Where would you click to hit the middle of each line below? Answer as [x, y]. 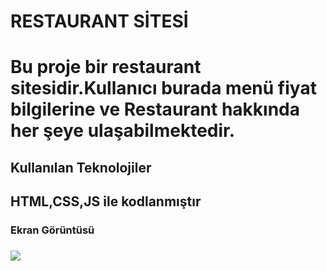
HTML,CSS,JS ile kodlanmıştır [106, 201]
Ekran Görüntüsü [52, 230]
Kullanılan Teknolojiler [81, 167]
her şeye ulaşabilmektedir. [123, 131]
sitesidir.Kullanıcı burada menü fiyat [163, 88]
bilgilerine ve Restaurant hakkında [155, 109]
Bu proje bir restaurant [106, 67]
